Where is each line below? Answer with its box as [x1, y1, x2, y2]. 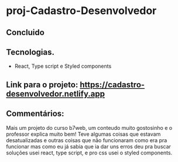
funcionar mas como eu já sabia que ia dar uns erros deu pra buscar [6, 143, 172, 150]
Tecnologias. [6, 47, 54, 57]
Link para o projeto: [6, 80, 78, 89]
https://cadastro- [80, 80, 145, 89]
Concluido [6, 27, 45, 37]
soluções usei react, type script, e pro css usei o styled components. [6, 149, 173, 156]
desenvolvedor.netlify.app [6, 89, 105, 99]
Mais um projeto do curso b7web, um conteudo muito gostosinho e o [6, 124, 173, 131]
